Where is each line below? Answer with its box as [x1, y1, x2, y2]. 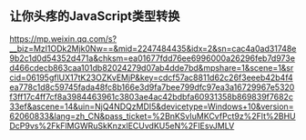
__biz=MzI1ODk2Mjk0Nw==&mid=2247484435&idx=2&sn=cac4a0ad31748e [9, 43, 297, 54]
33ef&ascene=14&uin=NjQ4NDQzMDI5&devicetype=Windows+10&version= [9, 101, 294, 112]
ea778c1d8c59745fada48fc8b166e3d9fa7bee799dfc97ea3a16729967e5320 [9, 81, 295, 93]
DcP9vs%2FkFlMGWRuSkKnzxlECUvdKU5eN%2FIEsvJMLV [9, 120, 235, 131]
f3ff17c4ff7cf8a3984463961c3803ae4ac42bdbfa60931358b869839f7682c [9, 91, 294, 102]
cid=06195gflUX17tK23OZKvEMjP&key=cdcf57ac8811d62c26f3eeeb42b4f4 [9, 72, 293, 83]
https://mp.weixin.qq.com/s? [9, 33, 117, 44]
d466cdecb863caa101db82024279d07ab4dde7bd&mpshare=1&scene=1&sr [9, 62, 294, 73]
